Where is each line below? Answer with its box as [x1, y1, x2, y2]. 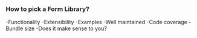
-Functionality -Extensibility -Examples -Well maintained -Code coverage [5, 19, 188, 26]
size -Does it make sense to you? [24, 25, 107, 32]
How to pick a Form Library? [5, 5, 90, 13]
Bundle [5, 25, 24, 32]
